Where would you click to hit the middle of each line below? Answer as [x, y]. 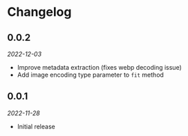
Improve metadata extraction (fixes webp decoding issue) [99, 67]
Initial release [36, 126]
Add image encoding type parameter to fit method [91, 75]
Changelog [39, 12]
